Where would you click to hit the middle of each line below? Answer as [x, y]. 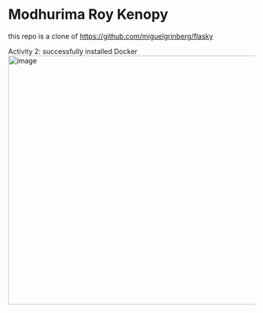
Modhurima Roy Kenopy [88, 15]
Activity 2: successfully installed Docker [73, 51]
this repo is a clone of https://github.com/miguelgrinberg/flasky [111, 36]
